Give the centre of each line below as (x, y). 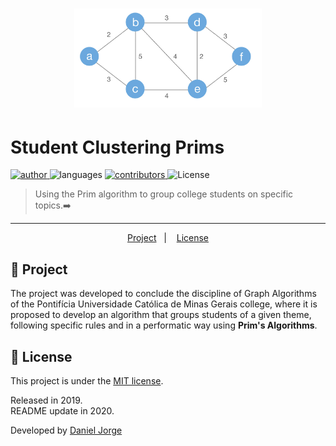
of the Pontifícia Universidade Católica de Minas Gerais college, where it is (164, 304)
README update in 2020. (62, 410)
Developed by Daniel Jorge (66, 430)
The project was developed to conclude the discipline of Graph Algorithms (163, 294)
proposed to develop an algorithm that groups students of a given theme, (161, 315)
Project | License (168, 238)
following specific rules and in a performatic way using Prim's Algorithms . (164, 325)
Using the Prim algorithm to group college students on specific (164, 194)
